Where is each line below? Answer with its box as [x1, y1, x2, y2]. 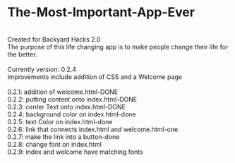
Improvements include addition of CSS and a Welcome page [7, 72, 182, 81]
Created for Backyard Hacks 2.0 [7, 35, 101, 43]
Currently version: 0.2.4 [7, 65, 76, 73]
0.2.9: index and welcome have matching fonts [7, 147, 143, 156]
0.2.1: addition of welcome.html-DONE [7, 87, 119, 96]
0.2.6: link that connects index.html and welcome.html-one [7, 125, 179, 133]
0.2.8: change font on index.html [7, 140, 102, 148]
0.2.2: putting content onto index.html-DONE [7, 95, 138, 103]
